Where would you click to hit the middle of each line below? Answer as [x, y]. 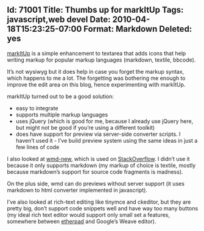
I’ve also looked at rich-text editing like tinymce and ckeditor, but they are [99, 202]
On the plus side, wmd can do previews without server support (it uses [96, 183]
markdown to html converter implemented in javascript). [77, 190]
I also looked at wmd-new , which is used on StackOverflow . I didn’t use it [99, 158]
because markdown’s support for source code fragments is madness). [95, 172]
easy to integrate [37, 108]
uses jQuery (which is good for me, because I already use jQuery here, [104, 121]
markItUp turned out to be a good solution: [61, 96]
